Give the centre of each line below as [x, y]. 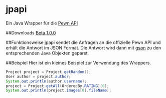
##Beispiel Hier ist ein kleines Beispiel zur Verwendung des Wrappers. [78, 62]
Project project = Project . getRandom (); [49, 72]
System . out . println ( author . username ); [46, 81]
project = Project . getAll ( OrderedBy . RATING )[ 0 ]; [57, 86]
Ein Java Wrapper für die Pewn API [42, 23]
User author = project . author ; [38, 76]
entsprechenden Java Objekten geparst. [47, 53]
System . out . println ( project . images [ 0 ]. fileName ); [59, 90]
